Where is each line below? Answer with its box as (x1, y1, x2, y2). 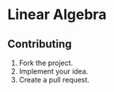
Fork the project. (18, 58, 74, 67)
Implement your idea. (18, 67, 89, 76)
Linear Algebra (7, 6, 107, 24)
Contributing (7, 37, 72, 51)
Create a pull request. (18, 75, 90, 84)
